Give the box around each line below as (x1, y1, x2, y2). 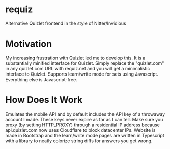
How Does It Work (5, 94, 83, 106)
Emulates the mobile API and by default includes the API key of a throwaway (5, 110, 165, 117)
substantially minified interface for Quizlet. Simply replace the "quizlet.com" (5, 60, 164, 66)
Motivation (5, 38, 52, 50)
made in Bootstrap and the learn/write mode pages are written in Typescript (5, 132, 164, 138)
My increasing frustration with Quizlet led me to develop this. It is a (5, 55, 146, 61)
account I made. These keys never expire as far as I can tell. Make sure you (5, 116, 163, 122)
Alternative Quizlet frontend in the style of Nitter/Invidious (5, 20, 126, 26)
